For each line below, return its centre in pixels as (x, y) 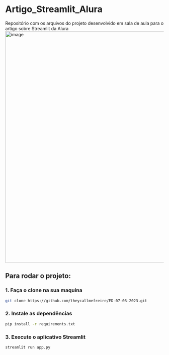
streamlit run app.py (28, 347)
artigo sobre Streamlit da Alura (37, 28)
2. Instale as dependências (39, 314)
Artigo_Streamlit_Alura (54, 9)
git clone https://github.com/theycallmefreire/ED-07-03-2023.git (76, 301)
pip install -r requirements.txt (40, 324)
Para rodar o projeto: (38, 276)
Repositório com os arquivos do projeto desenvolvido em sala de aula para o (84, 23)
